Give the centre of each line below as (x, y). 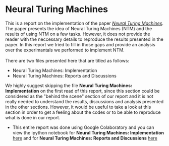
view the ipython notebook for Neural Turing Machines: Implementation (88, 132)
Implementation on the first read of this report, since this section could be (82, 91)
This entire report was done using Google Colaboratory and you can (83, 127)
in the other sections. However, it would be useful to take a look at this (78, 107)
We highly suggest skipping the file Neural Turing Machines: (69, 85)
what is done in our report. (33, 117)
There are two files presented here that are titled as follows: (67, 60)
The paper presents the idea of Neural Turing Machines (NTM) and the (79, 28)
